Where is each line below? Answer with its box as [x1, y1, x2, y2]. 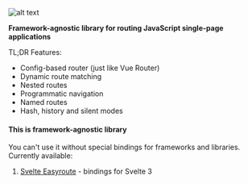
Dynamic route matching [19, 72, 102, 81]
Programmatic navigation [19, 89, 104, 98]
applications [8, 32, 51, 41]
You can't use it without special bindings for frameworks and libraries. [8, 142, 241, 153]
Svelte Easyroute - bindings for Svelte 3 [19, 166, 153, 177]
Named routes [19, 98, 68, 107]
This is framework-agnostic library [8, 124, 127, 134]
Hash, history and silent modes [19, 106, 123, 115]
